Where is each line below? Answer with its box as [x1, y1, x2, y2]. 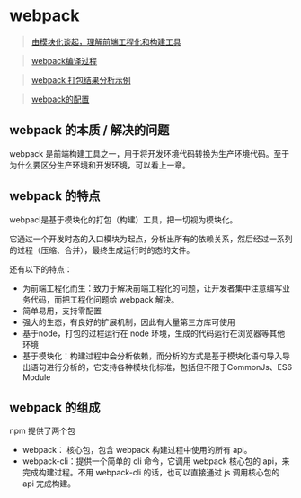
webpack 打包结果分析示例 [31, 74, 131, 86]
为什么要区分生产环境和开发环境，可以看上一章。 [9, 159, 190, 170]
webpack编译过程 [31, 55, 97, 66]
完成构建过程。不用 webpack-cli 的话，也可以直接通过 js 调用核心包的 [22, 467, 280, 478]
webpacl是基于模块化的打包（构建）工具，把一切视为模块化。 [9, 213, 238, 225]
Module [22, 371, 51, 383]
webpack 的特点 [9, 188, 101, 204]
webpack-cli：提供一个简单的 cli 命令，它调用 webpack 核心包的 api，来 [22, 456, 290, 466]
